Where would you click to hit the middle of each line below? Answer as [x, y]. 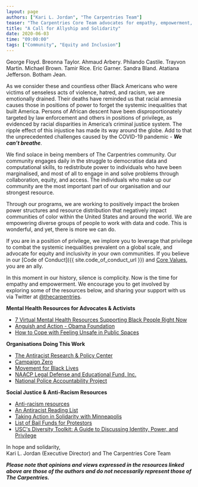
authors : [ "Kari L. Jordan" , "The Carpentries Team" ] [74, 17]
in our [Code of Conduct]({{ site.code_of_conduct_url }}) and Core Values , [97, 260]
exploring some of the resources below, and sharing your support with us [96, 290]
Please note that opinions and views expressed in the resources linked [95, 464]
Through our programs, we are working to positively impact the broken [93, 204]
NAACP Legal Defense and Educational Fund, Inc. [76, 374]
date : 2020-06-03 [28, 34]
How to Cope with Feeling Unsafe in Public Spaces [77, 332]
